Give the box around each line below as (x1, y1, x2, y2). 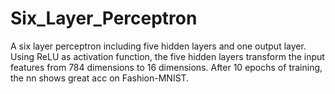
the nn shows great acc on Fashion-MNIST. (10, 72, 190, 84)
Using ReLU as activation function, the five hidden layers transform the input (10, 50, 325, 62)
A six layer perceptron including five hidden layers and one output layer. (10, 40, 307, 52)
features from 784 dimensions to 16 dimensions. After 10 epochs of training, (10, 61, 323, 73)
